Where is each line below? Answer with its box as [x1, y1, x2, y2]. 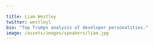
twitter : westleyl [6, 19, 51, 25]
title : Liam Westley [6, 13, 57, 19]
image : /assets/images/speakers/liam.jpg [6, 30, 109, 36]
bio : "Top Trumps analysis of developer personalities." [6, 25, 149, 30]
